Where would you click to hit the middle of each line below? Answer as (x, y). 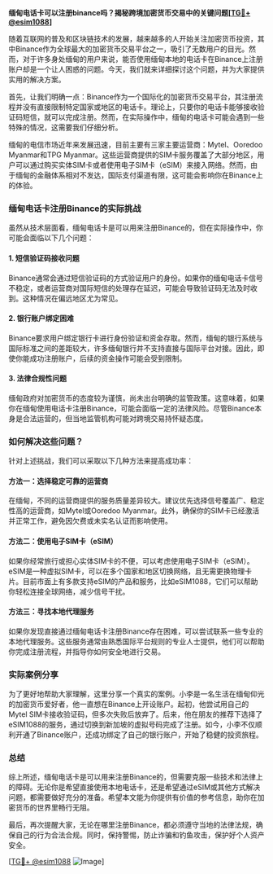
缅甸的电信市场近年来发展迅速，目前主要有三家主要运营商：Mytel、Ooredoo (136, 145)
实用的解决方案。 (37, 79)
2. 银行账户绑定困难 (41, 318)
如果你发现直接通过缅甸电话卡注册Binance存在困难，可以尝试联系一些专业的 (136, 631)
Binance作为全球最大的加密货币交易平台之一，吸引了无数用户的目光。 (132, 49)
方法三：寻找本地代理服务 (51, 612)
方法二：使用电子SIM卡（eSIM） (63, 541)
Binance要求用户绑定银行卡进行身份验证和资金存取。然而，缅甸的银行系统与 (136, 338)
